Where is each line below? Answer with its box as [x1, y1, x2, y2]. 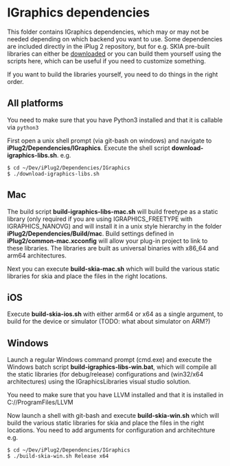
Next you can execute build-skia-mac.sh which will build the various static [7, 264, 220, 273]
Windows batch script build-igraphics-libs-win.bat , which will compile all [7, 363, 217, 371]
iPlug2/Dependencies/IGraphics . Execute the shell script [7, 143, 170, 152]
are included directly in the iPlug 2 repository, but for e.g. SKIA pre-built [7, 42, 210, 50]
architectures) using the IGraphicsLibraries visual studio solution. [7, 377, 191, 386]
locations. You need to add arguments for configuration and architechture [7, 426, 216, 434]
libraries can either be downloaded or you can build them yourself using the [7, 50, 222, 58]
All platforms [7, 98, 64, 109]
